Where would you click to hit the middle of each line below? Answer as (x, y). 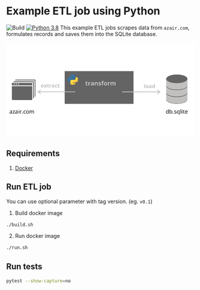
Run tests (24, 266)
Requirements (33, 154)
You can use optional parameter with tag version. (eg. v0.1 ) (79, 201)
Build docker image (39, 213)
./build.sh (20, 225)
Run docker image (37, 236)
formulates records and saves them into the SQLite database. (82, 34)
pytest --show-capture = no (38, 281)
